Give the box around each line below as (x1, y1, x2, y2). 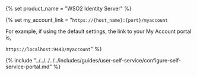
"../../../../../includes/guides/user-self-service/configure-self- (33, 57, 182, 64)
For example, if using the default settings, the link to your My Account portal (5, 28, 192, 35)
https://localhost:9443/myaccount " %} (5, 45, 102, 52)
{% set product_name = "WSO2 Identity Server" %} (5, 5, 132, 12)
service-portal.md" (5, 63, 52, 70)
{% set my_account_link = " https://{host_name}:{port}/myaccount (5, 16, 169, 23)
